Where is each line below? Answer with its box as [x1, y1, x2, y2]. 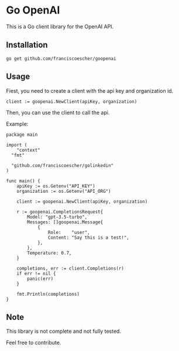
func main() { [6, 178, 41, 184]
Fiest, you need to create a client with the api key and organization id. [6, 87, 174, 94]
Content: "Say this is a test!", [47, 235, 130, 240]
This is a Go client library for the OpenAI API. [6, 23, 114, 30]
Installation [6, 40, 48, 50]
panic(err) [27, 276, 54, 282]
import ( [6, 142, 27, 148]
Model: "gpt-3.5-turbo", [27, 214, 88, 220]
